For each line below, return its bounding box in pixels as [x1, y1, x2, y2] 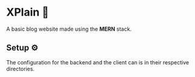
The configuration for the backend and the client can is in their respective [6, 58, 189, 66]
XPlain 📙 [6, 5, 50, 19]
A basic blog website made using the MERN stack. [6, 25, 132, 32]
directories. [6, 65, 35, 72]
